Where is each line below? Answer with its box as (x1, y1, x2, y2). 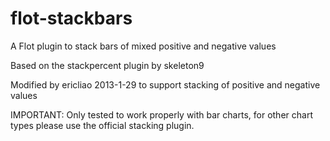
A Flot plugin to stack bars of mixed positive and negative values (10, 40, 277, 52)
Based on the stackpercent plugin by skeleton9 (10, 59, 205, 71)
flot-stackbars (10, 7, 133, 30)
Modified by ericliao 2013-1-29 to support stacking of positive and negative (10, 78, 321, 91)
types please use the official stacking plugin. (10, 119, 195, 131)
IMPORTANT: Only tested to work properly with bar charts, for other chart (10, 108, 313, 121)
